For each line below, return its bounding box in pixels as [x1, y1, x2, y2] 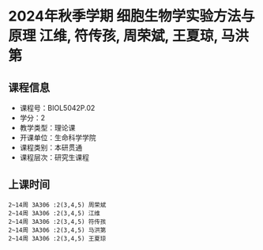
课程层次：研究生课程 [19, 153, 89, 162]
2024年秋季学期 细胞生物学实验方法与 [8, 7, 255, 25]
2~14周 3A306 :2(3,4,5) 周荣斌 [8, 201, 107, 209]
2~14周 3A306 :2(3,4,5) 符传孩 [8, 218, 107, 225]
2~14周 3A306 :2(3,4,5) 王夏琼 [8, 234, 107, 242]
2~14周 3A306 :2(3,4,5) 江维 [8, 209, 101, 218]
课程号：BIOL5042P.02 [19, 104, 96, 112]
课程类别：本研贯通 [19, 143, 83, 152]
